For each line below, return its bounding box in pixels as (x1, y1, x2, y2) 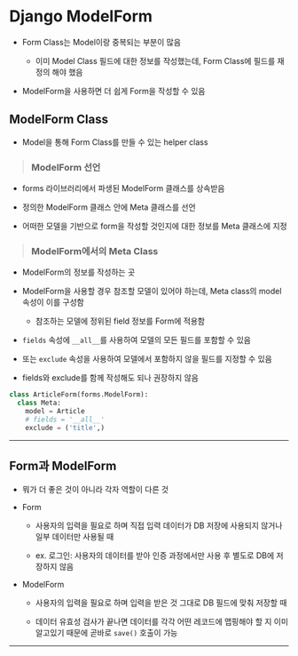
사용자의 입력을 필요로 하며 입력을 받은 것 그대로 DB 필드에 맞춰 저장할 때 (35, 597, 287, 608)
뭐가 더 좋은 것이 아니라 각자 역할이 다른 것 (21, 484, 169, 494)
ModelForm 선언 (30, 161, 101, 173)
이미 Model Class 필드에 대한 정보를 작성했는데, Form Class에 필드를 (35, 55, 276, 66)
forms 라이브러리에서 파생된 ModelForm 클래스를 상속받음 (21, 183, 225, 194)
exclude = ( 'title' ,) (25, 423, 105, 432)
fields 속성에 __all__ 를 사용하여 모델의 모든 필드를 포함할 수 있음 (21, 335, 251, 346)
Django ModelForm (9, 6, 153, 27)
